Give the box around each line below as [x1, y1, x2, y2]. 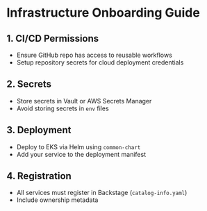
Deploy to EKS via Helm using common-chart [16, 142, 141, 151]
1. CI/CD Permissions [6, 33, 99, 44]
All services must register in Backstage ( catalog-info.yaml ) [16, 189, 188, 197]
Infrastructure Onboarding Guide [6, 5, 201, 21]
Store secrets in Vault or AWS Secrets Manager [16, 96, 152, 105]
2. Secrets [6, 78, 52, 90]
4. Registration [6, 170, 72, 182]
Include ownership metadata [16, 196, 99, 204]
